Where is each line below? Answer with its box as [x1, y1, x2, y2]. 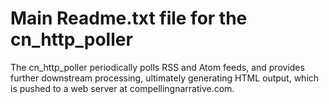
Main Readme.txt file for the [10, 7, 248, 30]
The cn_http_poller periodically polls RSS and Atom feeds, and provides [10, 61, 305, 73]
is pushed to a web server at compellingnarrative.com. [10, 82, 235, 94]
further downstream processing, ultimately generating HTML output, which [10, 72, 320, 84]
